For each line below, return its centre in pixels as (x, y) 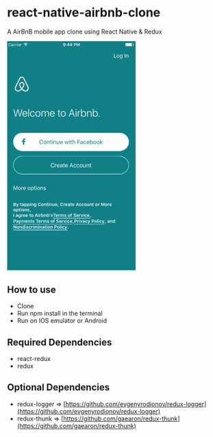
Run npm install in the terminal (60, 314)
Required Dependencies (60, 342)
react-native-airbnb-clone (84, 13)
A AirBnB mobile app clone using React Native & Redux (85, 32)
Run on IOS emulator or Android (62, 321)
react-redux (34, 359)
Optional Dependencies (59, 387)
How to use (32, 289)
